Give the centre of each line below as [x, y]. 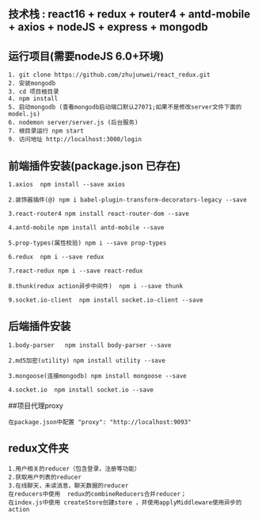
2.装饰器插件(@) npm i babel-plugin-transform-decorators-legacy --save [127, 200]
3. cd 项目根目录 [34, 92]
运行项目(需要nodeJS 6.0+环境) [86, 56]
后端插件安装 [40, 327]
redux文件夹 [39, 448]
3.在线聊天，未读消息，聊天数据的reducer [68, 485]
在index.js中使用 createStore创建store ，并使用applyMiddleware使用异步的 [125, 503]
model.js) [25, 114]
